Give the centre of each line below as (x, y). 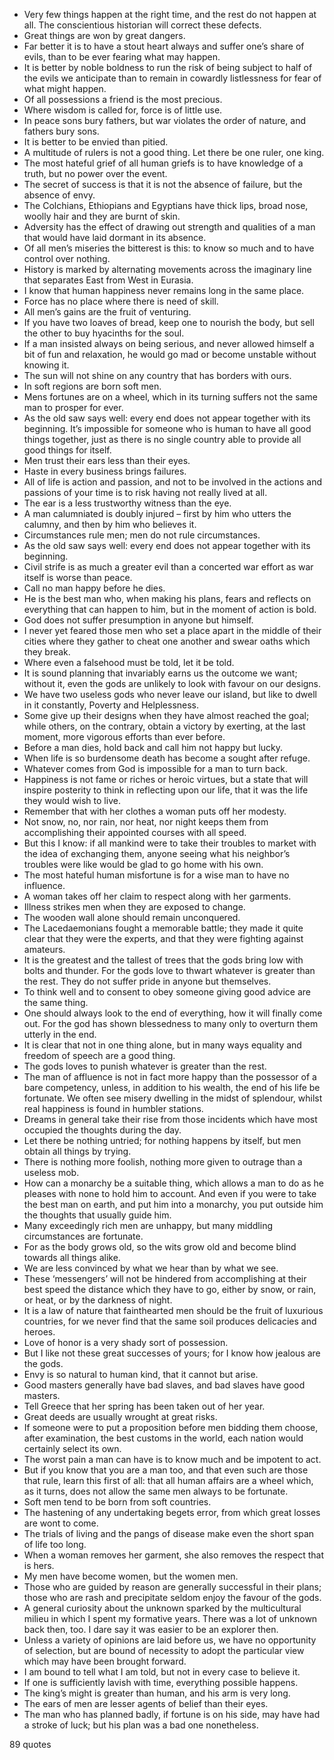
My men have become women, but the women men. (131, 1576)
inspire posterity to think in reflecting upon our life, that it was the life (166, 790)
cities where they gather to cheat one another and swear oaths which (167, 641)
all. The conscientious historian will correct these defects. (142, 25)
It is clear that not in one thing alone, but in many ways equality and (162, 1045)
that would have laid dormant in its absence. (115, 237)
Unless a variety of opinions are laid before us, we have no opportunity (170, 1640)
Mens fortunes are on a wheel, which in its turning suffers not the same (170, 397)
